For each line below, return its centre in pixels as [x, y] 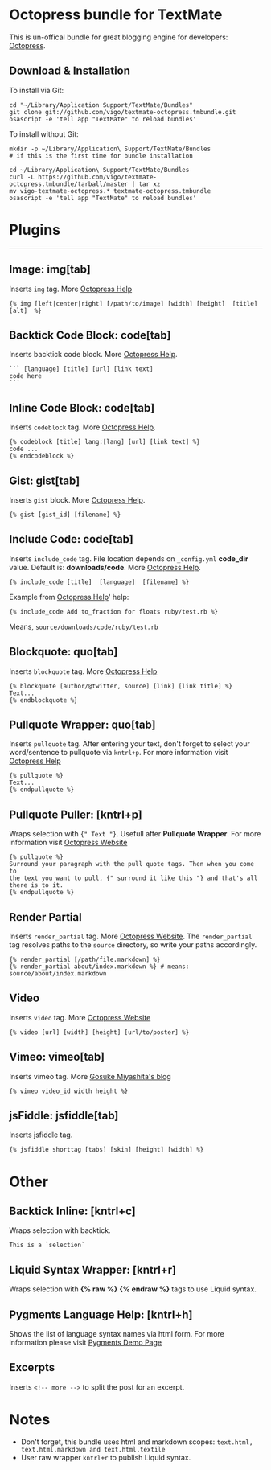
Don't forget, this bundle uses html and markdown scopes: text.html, [137, 1442]
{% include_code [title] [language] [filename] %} [99, 582]
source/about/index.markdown [58, 974]
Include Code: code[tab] [71, 539]
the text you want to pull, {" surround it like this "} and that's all [133, 878]
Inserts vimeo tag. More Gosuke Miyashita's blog [90, 1076]
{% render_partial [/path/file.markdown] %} [85, 959]
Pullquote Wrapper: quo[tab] [82, 724]
